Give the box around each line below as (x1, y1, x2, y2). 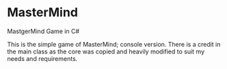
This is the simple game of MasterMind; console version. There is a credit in (7, 40, 221, 48)
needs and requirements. (7, 54, 78, 62)
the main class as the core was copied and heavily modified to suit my (7, 47, 205, 55)
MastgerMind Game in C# (7, 27, 80, 35)
